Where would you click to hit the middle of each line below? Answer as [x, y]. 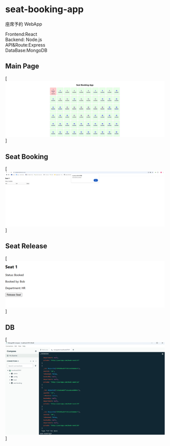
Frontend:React [21, 34]
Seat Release [26, 246]
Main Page [22, 66]
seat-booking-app [45, 9]
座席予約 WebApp [24, 24]
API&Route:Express [25, 45]
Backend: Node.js [24, 40]
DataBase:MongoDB [26, 50]
